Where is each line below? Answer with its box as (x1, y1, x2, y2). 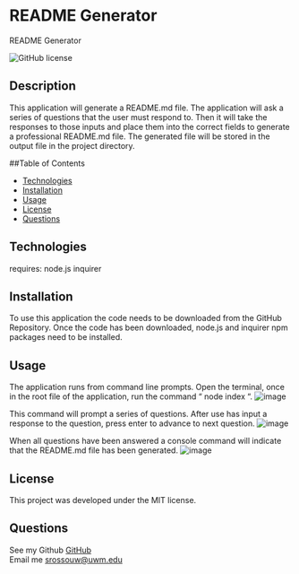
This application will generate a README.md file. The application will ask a (9, 102, 284, 113)
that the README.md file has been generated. (9, 445, 179, 456)
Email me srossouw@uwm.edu (9, 553, 123, 565)
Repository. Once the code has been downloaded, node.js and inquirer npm (9, 322, 288, 333)
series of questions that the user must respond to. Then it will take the (9, 111, 268, 122)
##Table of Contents (9, 158, 85, 169)
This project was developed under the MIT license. (9, 495, 197, 505)
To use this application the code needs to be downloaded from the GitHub (9, 313, 282, 324)
